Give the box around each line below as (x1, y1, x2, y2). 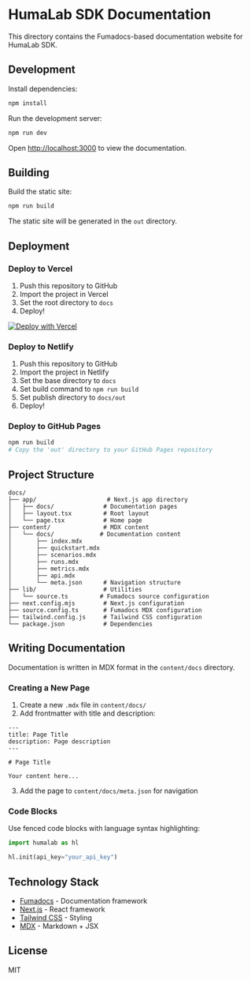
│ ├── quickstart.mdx (8, 544, 101, 552)
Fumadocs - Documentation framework (19, 896, 148, 905)
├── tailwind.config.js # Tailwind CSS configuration (8, 614, 202, 622)
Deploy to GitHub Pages (8, 421, 101, 432)
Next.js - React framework (19, 904, 105, 914)
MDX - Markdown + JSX (19, 922, 99, 930)
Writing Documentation (8, 641, 126, 655)
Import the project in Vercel (19, 289, 109, 299)
